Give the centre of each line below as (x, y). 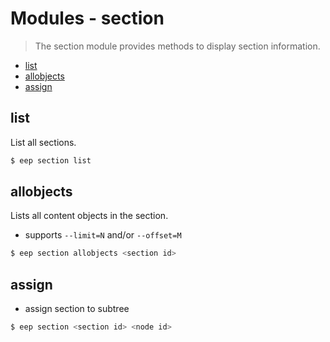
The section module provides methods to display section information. (177, 46)
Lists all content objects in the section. (89, 216)
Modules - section (87, 18)
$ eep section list (51, 160)
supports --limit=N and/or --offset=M (103, 235)
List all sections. (43, 142)
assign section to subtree (77, 309)
